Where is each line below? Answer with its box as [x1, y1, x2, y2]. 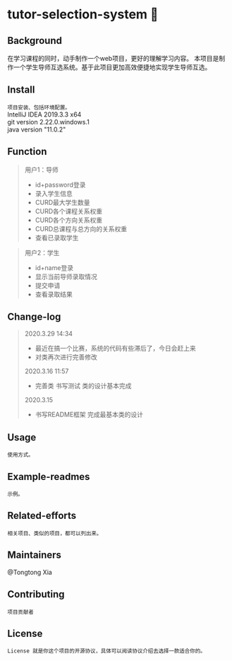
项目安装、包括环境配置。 [7, 104, 71, 111]
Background [7, 35, 62, 47]
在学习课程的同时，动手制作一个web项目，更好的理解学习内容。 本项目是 [7, 54, 219, 62]
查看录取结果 [35, 290, 73, 298]
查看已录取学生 [35, 233, 79, 242]
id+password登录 [35, 180, 86, 189]
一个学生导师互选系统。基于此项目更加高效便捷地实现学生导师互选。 [13, 63, 212, 71]
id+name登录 [35, 263, 74, 271]
